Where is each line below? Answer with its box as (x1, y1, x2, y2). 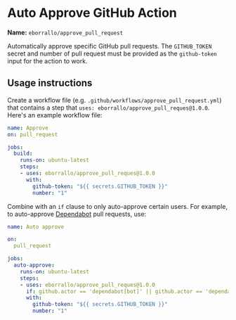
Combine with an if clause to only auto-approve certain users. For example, (7, 202, 228, 210)
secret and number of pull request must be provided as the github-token (7, 49, 218, 58)
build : (13, 150, 33, 158)
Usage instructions (7, 77, 93, 89)
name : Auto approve (7, 223, 65, 230)
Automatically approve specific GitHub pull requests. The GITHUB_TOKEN (7, 41, 212, 50)
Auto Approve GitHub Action (7, 5, 178, 21)
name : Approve (7, 124, 49, 132)
